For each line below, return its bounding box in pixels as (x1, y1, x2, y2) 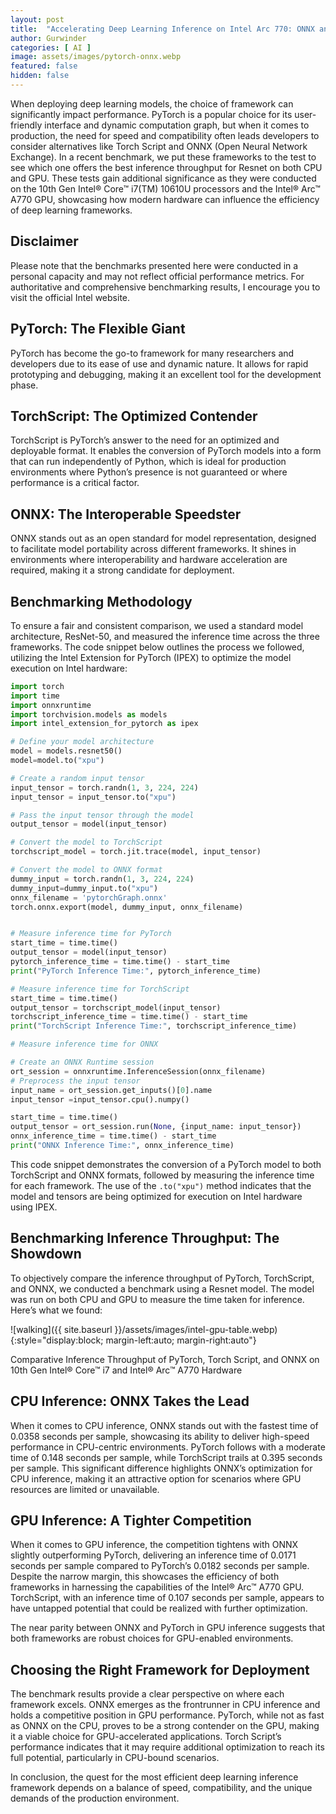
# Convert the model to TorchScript (10, 837, 163, 848)
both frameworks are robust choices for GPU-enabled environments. (10, 1632, 294, 1645)
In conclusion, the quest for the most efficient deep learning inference (10, 1771, 299, 1783)
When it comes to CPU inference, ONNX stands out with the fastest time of (10, 1419, 319, 1431)
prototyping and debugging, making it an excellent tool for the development (10, 368, 322, 380)
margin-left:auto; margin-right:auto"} (105, 1334, 257, 1346)
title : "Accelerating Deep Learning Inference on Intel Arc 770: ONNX (10, 24, 315, 34)
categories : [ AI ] (10, 42, 92, 53)
